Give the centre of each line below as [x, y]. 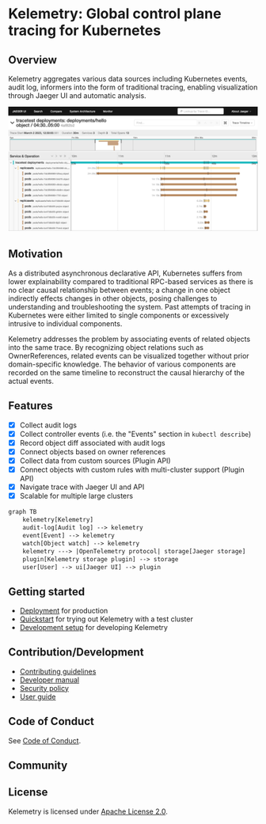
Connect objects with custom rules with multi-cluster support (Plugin [132, 469]
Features [30, 406]
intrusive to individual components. [65, 323]
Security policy [44, 688]
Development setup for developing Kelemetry [94, 627]
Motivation [36, 254]
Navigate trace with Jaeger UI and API [82, 487]
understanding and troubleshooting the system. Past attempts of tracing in [129, 306]
